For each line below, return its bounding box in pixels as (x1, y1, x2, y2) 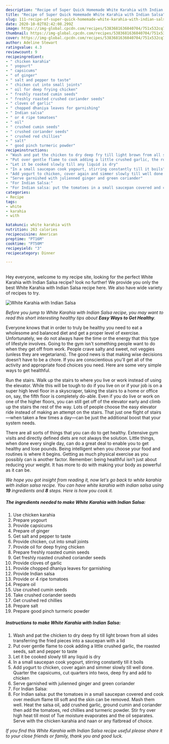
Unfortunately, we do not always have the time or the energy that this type (6, 335, 159, 341)
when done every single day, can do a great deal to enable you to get (6, 440, 149, 447)
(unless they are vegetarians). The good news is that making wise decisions (6, 351, 162, 357)
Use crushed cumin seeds (13, 587, 67, 593)
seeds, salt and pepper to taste (13, 648, 77, 654)
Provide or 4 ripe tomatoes (13, 576, 69, 582)
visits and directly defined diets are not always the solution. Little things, (6, 435, 155, 441)
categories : (6, 190, 31, 195)
